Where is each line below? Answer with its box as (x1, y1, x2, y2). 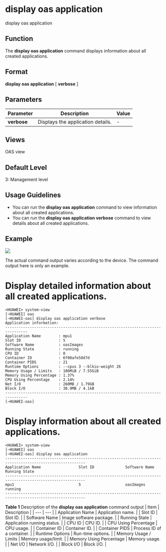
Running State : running (5, 346, 79, 352)
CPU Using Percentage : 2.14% (5, 377, 75, 382)
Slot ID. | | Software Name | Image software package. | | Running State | (5, 515, 152, 521)
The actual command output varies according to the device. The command (5, 257, 159, 263)
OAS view (5, 149, 25, 155)
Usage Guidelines (5, 191, 61, 199)
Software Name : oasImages (5, 342, 83, 347)
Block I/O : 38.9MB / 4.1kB (5, 386, 94, 391)
